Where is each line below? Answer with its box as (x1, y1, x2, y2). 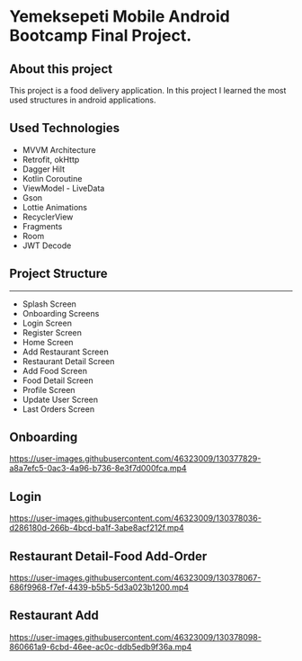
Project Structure (9, 266, 108, 281)
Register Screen (22, 326, 83, 338)
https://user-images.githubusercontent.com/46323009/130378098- (9, 631, 262, 642)
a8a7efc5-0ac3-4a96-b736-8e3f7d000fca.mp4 (9, 463, 187, 474)
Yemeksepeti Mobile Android (9, 6, 231, 27)
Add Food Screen (22, 365, 88, 376)
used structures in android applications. (9, 94, 156, 105)
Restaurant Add (9, 608, 99, 623)
